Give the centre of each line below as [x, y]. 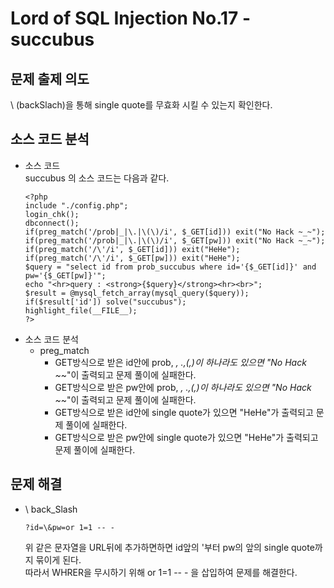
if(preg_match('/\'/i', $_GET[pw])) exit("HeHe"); [132, 258]
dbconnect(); [52, 223]
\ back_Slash [51, 509]
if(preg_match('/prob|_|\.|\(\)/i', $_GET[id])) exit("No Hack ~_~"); [175, 232]
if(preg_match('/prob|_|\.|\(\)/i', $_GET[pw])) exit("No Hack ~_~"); [175, 240]
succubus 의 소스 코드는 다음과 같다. [97, 178]
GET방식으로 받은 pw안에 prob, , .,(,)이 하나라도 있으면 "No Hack [183, 387]
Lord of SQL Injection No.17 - [131, 18]
